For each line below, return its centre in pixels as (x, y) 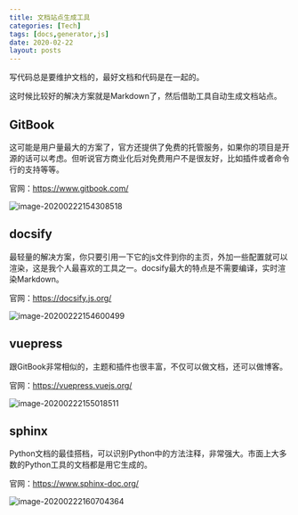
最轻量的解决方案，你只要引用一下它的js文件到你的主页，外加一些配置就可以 (149, 257)
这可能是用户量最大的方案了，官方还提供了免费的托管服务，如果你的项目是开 (149, 147)
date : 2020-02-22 (41, 42)
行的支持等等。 (36, 169)
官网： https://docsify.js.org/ (60, 298)
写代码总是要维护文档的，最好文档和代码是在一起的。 (107, 78)
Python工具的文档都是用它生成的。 (89, 465)
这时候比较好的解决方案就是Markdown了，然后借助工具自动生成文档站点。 (145, 96)
